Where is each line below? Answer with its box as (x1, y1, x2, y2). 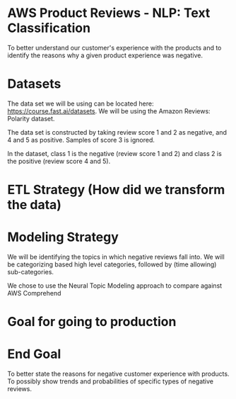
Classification (7, 20, 90, 36)
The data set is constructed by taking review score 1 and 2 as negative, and (7, 128, 228, 136)
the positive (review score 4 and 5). (7, 157, 111, 165)
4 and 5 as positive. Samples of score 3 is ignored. (7, 135, 155, 144)
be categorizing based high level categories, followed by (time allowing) (7, 260, 217, 269)
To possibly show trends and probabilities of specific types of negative (7, 377, 214, 386)
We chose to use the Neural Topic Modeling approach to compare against (7, 281, 223, 290)
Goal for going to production (7, 314, 177, 330)
